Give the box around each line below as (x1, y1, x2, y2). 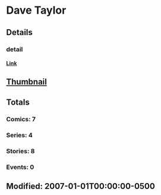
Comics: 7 (6, 115, 36, 123)
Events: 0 (6, 163, 34, 171)
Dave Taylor (6, 4, 67, 17)
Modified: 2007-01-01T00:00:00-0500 (6, 181, 156, 191)
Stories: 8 (6, 147, 35, 155)
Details (6, 27, 33, 37)
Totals (6, 97, 30, 107)
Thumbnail (6, 77, 48, 87)
